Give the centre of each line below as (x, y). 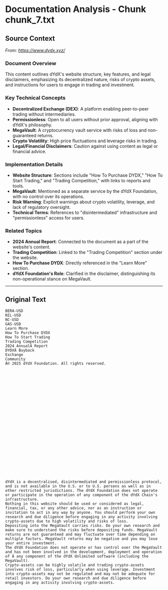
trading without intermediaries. (44, 114)
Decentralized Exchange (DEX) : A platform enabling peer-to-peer (80, 109)
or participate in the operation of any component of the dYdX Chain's (81, 495)
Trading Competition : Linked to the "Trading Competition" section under (87, 252)
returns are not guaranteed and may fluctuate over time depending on (80, 534)
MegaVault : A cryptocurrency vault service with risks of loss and (79, 130)
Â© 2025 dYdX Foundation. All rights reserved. (56, 364)
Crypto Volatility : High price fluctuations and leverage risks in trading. (85, 141)
